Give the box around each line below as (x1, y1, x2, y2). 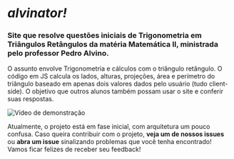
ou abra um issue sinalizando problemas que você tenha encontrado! (7, 138, 212, 146)
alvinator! (7, 5, 68, 21)
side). (7, 87, 24, 96)
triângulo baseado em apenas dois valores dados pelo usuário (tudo (7, 80, 208, 88)
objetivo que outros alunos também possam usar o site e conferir (31, 87, 223, 96)
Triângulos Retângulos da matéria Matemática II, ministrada (7, 39, 219, 49)
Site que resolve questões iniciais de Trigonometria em (7, 31, 202, 41)
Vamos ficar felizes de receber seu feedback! (7, 145, 141, 154)
